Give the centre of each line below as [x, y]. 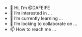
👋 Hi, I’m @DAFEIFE [30, 8]
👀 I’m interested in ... [31, 13]
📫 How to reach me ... [33, 29]
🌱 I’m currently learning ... [36, 18]
